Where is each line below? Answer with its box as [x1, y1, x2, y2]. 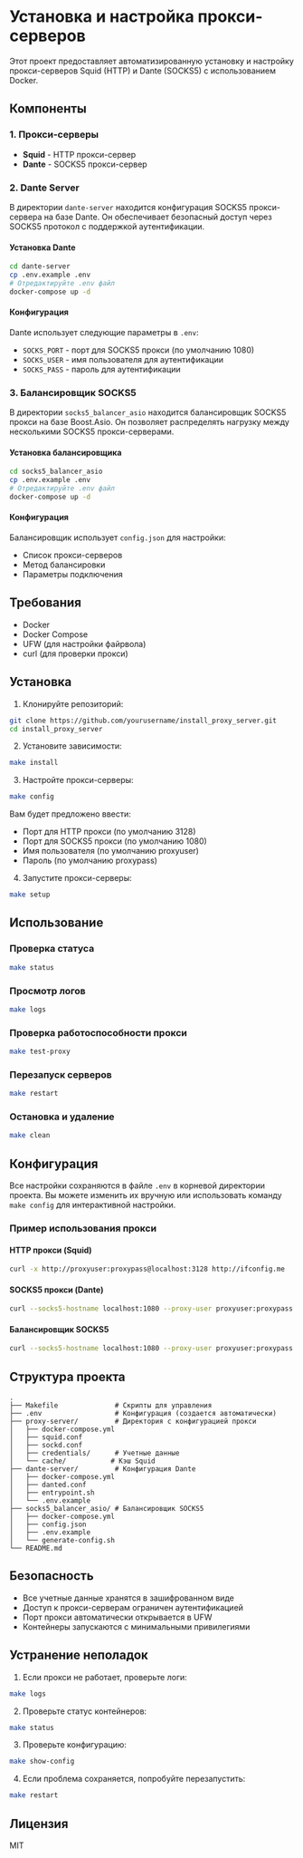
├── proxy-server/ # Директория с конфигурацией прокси [9, 1417, 257, 1427]
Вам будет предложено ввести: [9, 808, 131, 819]
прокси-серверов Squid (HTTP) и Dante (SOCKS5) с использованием [9, 65, 276, 76]
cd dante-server [9, 262, 71, 271]
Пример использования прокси [9, 1222, 156, 1234]
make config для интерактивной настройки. [9, 1199, 176, 1211]
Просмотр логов [9, 984, 86, 997]
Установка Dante [9, 242, 76, 253]
